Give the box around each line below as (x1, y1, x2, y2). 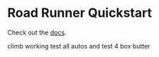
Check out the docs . (7, 28, 67, 37)
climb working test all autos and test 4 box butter (7, 42, 150, 50)
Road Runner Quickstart (7, 5, 153, 21)
